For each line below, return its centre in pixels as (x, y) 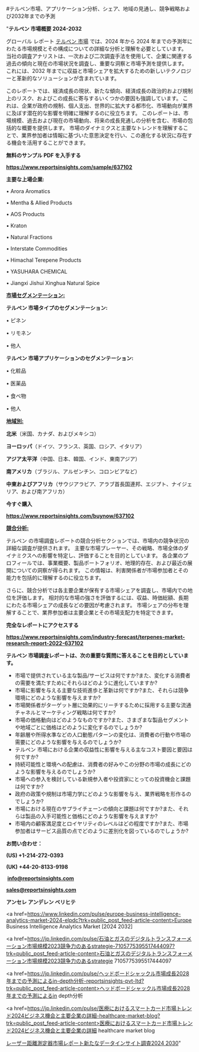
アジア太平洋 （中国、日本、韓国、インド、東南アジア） (73, 459)
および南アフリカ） (44, 491)
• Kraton (17, 226)
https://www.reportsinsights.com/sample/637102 (69, 167)
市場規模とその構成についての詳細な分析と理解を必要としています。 (104, 49)
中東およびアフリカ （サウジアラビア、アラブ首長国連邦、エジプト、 (89, 484)
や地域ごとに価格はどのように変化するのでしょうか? (78, 727)
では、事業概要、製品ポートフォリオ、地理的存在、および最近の (110, 563)
